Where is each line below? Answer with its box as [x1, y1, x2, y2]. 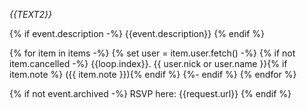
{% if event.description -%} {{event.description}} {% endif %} [9, 28, 266, 39]
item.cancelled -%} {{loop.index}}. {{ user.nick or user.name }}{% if [9, 58, 288, 69]
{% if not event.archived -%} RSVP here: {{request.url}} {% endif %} [9, 88, 292, 99]
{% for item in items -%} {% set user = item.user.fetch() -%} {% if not [9, 47, 296, 59]
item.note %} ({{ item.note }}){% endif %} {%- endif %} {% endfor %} [9, 69, 297, 80]
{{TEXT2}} [9, 9, 52, 20]
